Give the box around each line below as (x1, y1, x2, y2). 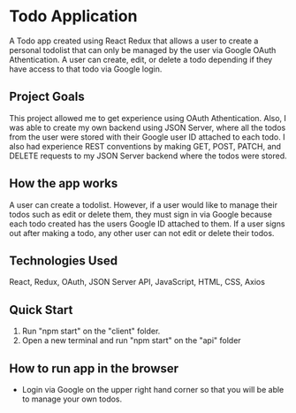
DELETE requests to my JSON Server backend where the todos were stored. (9, 150, 287, 161)
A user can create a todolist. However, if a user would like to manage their (9, 199, 278, 210)
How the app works (9, 176, 118, 191)
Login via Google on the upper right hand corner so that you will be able (21, 385, 285, 394)
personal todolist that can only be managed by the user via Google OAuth (9, 44, 277, 55)
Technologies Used (9, 253, 118, 268)
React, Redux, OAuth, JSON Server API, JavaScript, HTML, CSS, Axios (9, 277, 265, 287)
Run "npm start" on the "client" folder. (21, 325, 161, 337)
